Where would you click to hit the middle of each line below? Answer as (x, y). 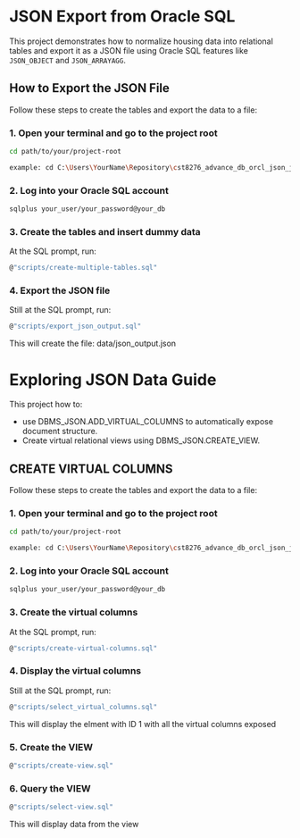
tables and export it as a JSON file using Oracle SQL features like (129, 50)
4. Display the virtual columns (75, 671)
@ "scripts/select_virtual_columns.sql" (83, 707)
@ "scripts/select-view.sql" (62, 807)
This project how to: (46, 405)
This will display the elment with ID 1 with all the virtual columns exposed (143, 724)
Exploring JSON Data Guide (113, 379)
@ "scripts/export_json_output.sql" (75, 327)
